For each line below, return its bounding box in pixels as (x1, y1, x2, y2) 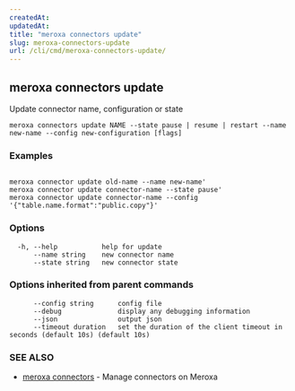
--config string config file (32, 299, 163, 308)
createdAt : (9, 13, 50, 22)
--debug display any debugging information (32, 307, 251, 316)
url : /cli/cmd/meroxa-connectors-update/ (9, 47, 167, 56)
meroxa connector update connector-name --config (9, 194, 199, 203)
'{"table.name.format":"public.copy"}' (9, 201, 159, 211)
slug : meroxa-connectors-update (9, 38, 130, 48)
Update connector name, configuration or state (9, 103, 184, 114)
